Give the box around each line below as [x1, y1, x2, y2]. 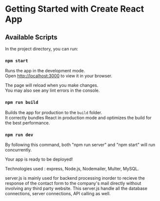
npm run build [5, 100, 38, 105]
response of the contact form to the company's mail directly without [5, 180, 142, 186]
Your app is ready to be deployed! [5, 156, 73, 162]
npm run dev [5, 132, 34, 137]
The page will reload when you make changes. [5, 83, 99, 88]
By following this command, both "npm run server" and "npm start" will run [5, 142, 156, 148]
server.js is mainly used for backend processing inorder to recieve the [5, 175, 145, 181]
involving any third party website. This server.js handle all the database [5, 185, 147, 191]
